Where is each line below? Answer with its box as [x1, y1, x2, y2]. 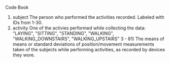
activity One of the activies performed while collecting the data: [12, 25, 146, 31]
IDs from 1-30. [12, 20, 43, 25]
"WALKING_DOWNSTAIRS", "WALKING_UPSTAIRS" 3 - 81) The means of [12, 36, 165, 42]
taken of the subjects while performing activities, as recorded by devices [12, 47, 165, 52]
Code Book [5, 5, 29, 10]
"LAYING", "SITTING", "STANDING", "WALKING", [12, 30, 114, 36]
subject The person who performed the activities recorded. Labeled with [12, 14, 165, 20]
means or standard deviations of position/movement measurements [12, 41, 155, 47]
